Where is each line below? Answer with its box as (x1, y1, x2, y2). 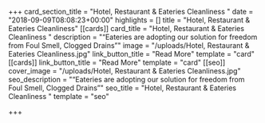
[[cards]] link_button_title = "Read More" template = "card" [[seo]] (8, 58, 226, 67)
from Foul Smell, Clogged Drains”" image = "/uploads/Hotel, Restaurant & (8, 41, 250, 50)
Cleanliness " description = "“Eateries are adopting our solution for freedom (8, 32, 258, 42)
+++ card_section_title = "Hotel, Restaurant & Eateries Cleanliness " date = (8, 7, 254, 16)
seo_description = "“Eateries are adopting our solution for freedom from (8, 75, 245, 84)
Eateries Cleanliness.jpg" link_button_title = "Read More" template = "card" (8, 50, 255, 58)
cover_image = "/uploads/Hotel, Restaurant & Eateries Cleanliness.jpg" (8, 66, 241, 75)
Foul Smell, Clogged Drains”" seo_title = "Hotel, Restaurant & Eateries (8, 83, 237, 93)
